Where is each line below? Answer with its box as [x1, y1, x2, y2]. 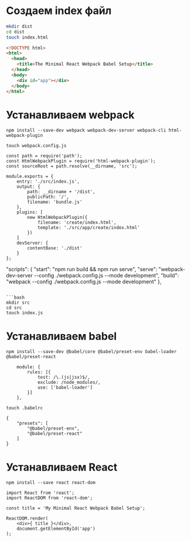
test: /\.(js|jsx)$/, [37, 375, 91, 380]
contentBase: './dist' [27, 245, 83, 251]
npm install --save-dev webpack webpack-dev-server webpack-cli [6, 128, 166, 133]
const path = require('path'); [6, 153, 83, 159]
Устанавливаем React [6, 461, 118, 474]
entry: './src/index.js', [16, 179, 80, 185]
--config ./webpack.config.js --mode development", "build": [34, 272, 179, 279]
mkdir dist [6, 23, 33, 29]
